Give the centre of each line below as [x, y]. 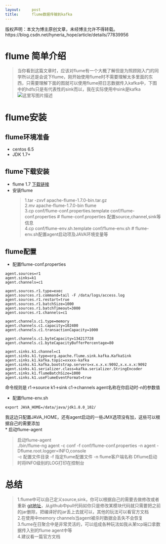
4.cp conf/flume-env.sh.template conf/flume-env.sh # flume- [87, 229]
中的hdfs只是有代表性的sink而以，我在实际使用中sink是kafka [79, 89]
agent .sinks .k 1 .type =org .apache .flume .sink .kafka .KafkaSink [68, 356]
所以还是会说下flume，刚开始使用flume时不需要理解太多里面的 [85, 77]
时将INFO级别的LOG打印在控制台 [51, 463]
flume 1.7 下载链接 [31, 184]
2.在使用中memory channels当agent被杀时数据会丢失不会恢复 [80, 518]
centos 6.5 [23, 149]
